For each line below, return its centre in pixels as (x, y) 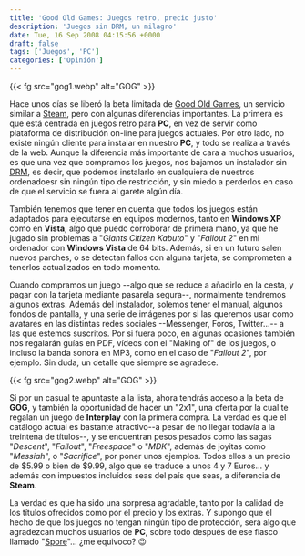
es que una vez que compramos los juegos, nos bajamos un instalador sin (148, 162)
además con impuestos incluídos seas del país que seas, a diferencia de (145, 475)
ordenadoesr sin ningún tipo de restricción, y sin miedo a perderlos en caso (152, 182)
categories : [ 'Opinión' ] (56, 60)
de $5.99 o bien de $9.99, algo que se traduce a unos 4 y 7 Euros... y (139, 466)
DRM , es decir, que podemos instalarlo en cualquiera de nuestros (132, 172)
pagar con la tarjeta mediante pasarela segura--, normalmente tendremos (148, 294)
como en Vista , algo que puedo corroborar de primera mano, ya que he (144, 228)
